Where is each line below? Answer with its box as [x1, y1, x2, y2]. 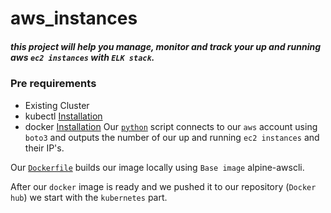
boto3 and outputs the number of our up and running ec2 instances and [24, 131, 320, 143]
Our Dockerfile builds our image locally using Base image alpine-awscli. [10, 161, 305, 173]
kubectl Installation [24, 110, 103, 122]
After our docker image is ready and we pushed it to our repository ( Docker [10, 180, 317, 192]
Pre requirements [10, 77, 97, 91]
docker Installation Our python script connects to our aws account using [24, 120, 318, 132]
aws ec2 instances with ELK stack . [10, 51, 155, 63]
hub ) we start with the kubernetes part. [10, 191, 168, 203]
